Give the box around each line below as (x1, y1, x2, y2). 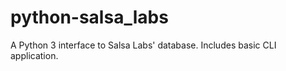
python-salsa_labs (10, 6, 169, 29)
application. (10, 49, 59, 61)
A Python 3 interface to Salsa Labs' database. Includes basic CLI (10, 39, 277, 51)
